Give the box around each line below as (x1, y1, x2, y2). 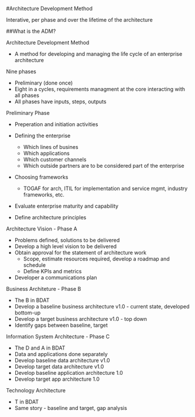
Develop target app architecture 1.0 (14, 375, 100, 382)
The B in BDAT (14, 297, 50, 304)
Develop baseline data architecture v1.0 (14, 357, 110, 364)
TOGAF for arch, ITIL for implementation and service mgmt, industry (23, 185, 188, 192)
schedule (23, 262, 46, 269)
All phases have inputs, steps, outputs (14, 98, 107, 105)
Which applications (23, 150, 70, 157)
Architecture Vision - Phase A (6, 225, 78, 232)
